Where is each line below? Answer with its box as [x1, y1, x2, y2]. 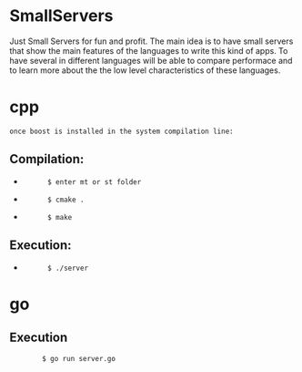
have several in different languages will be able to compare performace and [9, 55, 293, 66]
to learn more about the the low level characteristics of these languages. [9, 65, 281, 76]
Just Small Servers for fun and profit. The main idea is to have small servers [9, 36, 294, 46]
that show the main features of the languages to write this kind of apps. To [9, 45, 288, 56]
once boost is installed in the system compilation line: [9, 127, 234, 136]
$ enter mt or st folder [46, 177, 142, 187]
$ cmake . [46, 195, 85, 204]
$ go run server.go [42, 354, 116, 363]
